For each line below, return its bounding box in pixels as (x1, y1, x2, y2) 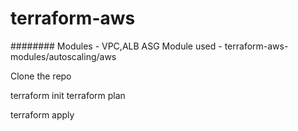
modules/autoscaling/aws (10, 50, 117, 62)
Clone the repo (10, 70, 72, 82)
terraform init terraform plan (10, 89, 126, 101)
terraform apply (10, 108, 75, 121)
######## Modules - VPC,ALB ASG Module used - (10, 40, 223, 52)
